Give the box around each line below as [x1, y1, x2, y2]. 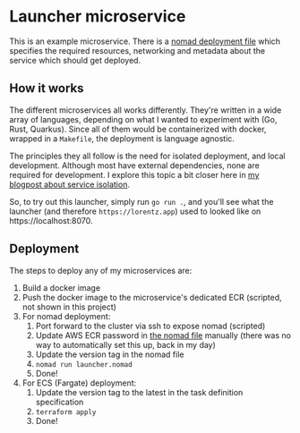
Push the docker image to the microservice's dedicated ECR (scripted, [21, 292, 282, 302]
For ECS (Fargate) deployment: [21, 378, 137, 388]
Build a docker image [21, 282, 101, 293]
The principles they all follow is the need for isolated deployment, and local [9, 150, 286, 161]
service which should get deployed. [9, 55, 141, 65]
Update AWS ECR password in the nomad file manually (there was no [35, 329, 291, 341]
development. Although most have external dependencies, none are [9, 159, 260, 171]
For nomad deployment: [21, 310, 111, 321]
